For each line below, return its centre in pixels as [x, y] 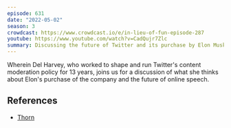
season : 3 [21, 26]
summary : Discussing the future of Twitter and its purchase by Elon [109, 45]
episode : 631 [26, 13]
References [32, 101]
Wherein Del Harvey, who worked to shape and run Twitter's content [104, 65]
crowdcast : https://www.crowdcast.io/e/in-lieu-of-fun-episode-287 [106, 33]
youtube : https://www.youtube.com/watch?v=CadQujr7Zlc [87, 39]
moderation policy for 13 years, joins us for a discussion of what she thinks [113, 72]
